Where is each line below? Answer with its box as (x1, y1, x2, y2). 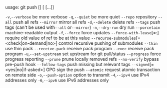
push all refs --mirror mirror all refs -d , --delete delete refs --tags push (13, 19, 161, 25)
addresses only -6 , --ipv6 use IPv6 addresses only (5, 77, 109, 83)
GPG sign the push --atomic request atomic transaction (45, 67, 160, 73)
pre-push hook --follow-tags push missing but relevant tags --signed (5, 62, 150, 67)
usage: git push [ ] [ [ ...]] (5, 4, 54, 10)
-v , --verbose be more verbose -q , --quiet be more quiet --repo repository (5, 14, 157, 19)
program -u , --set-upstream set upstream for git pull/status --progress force (5, 51, 161, 57)
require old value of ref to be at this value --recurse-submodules (5, 35, 136, 41)
